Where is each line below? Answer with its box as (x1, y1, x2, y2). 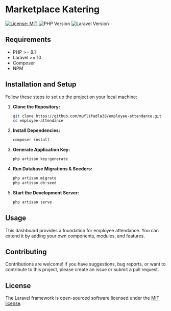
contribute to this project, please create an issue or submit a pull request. (5, 266, 159, 273)
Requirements (5, 35, 51, 44)
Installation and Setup (5, 80, 77, 89)
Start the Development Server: (12, 189, 79, 195)
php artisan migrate (12, 175, 57, 181)
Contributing (5, 247, 47, 256)
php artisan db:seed (12, 180, 57, 185)
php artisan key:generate (12, 157, 68, 162)
